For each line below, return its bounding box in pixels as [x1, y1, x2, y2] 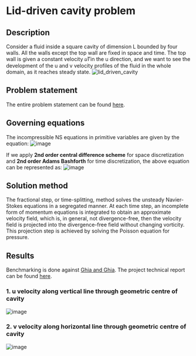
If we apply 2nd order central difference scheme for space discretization [6, 151, 184, 158]
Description [6, 28, 50, 38]
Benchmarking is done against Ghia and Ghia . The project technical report [6, 266, 185, 274]
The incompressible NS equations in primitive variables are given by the [6, 133, 180, 140]
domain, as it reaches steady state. [6, 69, 91, 75]
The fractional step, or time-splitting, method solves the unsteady [6, 196, 165, 203]
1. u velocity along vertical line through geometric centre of [6, 287, 178, 295]
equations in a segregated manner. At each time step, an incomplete [23, 203, 189, 210]
